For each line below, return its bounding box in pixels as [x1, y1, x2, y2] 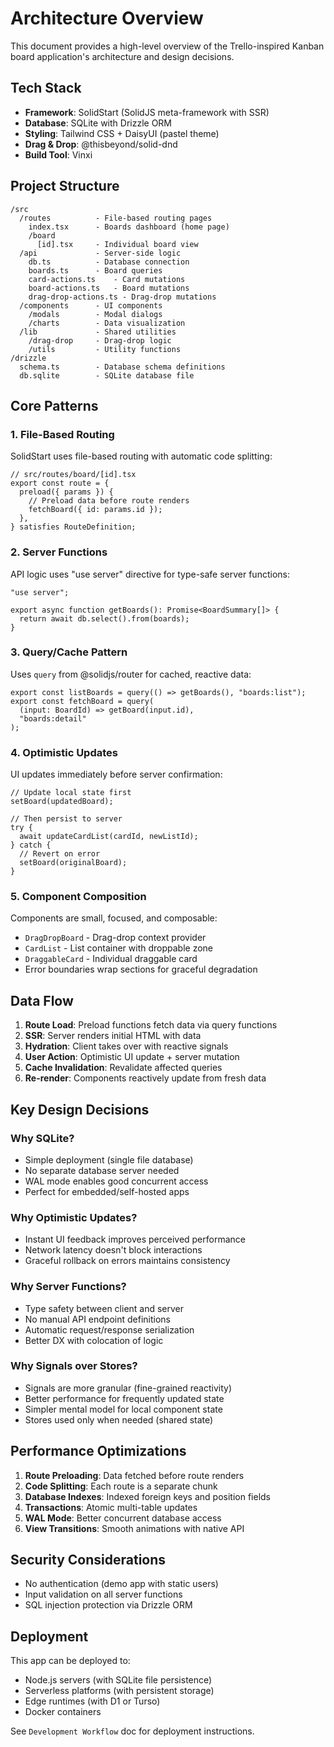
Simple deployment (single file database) [24, 1153, 194, 1166]
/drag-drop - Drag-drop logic [28, 335, 172, 346]
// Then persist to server [10, 814, 123, 824]
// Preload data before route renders [28, 496, 190, 506]
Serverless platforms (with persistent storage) [24, 1685, 215, 1697]
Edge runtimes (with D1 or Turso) [24, 1695, 161, 1707]
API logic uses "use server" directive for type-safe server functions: [10, 568, 290, 580]
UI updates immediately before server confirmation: [10, 768, 223, 781]
